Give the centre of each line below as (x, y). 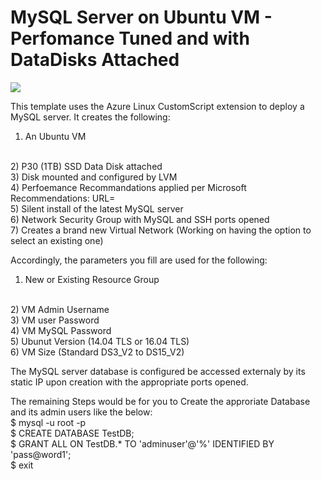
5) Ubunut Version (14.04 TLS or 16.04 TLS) (100, 341)
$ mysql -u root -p (48, 422)
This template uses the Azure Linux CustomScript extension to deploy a (157, 106)
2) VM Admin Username (60, 309)
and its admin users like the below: (81, 412)
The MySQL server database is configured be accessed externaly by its (158, 371)
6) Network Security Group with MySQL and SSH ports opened (140, 219)
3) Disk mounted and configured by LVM (94, 177)
